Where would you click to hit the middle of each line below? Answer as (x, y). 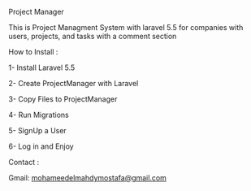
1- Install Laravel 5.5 (42, 67)
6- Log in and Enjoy (41, 146)
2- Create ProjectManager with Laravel (74, 83)
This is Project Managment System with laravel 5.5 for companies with (126, 27)
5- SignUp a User (37, 130)
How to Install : (33, 52)
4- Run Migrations (39, 115)
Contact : (24, 162)
